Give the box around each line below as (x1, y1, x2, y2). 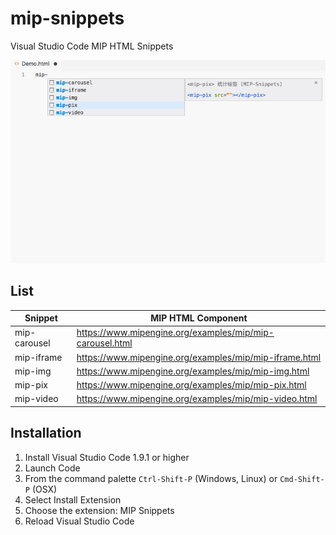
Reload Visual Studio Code (24, 515, 135, 527)
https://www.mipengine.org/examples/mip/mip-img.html (76, 365, 310, 377)
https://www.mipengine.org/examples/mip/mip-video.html (76, 393, 318, 405)
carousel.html (76, 337, 133, 349)
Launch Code (24, 462, 81, 474)
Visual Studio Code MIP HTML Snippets (10, 40, 174, 52)
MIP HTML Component (150, 312, 248, 324)
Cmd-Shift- (279, 474, 325, 484)
